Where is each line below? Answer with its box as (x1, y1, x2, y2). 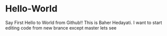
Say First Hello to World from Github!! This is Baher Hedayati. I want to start (5, 19, 162, 25)
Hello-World (5, 3, 58, 14)
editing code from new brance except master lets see (5, 24, 117, 30)
